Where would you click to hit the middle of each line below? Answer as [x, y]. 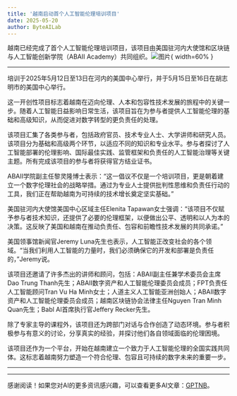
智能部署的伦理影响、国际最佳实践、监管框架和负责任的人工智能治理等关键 [121, 152]
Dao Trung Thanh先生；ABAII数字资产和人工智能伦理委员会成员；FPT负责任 [117, 283]
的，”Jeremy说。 [31, 259]
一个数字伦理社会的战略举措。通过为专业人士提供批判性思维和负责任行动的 [121, 185]
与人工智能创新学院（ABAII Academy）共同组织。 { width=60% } [110, 56]
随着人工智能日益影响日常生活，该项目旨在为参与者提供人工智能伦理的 [121, 111]
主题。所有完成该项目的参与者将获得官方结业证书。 [81, 161]
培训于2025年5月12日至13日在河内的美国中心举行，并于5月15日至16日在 [111, 78]
